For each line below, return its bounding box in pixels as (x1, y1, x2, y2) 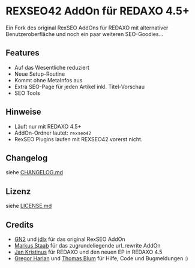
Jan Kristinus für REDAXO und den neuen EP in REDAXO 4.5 (14, 248, 163, 255)
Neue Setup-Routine (14, 70, 65, 78)
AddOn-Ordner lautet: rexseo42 (14, 129, 91, 136)
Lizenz (5, 186, 31, 196)
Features (5, 48, 40, 58)
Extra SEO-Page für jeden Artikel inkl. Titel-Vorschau (14, 83, 145, 90)
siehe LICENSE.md (5, 203, 52, 210)
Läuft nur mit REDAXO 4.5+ (14, 123, 82, 130)
